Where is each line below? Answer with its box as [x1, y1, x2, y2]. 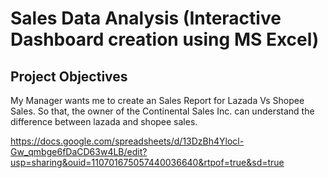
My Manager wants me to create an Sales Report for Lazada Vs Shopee [10, 95, 305, 106]
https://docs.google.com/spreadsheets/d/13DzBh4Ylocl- [10, 135, 245, 147]
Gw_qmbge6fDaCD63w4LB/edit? [10, 146, 148, 157]
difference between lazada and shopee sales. [10, 116, 198, 127]
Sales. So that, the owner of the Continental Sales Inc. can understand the [10, 105, 315, 117]
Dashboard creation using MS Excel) [10, 28, 320, 51]
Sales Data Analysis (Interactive [10, 7, 282, 30]
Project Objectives [10, 68, 128, 85]
